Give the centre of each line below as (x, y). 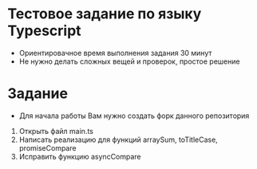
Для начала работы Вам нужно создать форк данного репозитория (134, 116)
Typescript (44, 31)
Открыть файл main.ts (56, 131)
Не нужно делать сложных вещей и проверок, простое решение (129, 61)
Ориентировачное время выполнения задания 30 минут (115, 53)
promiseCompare (47, 147)
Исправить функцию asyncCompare (80, 156)
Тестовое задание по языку (105, 14)
